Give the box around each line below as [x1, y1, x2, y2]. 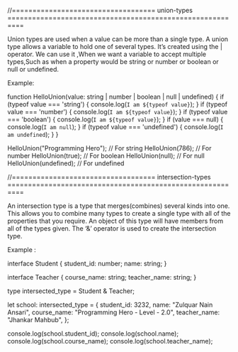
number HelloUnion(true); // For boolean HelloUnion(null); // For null [7, 152, 205, 160]
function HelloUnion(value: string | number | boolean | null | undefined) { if [7, 92, 225, 101]
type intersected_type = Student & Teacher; [7, 287, 135, 295]
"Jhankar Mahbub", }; [7, 316, 69, 324]
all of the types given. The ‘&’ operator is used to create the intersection [7, 224, 217, 233]
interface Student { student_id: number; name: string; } [7, 259, 167, 268]
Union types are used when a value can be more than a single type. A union [7, 35, 229, 43]
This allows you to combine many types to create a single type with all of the [7, 209, 231, 217]
